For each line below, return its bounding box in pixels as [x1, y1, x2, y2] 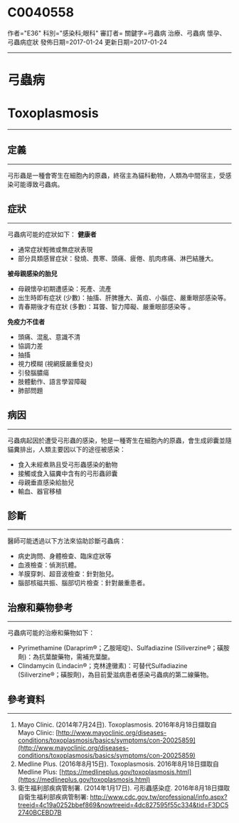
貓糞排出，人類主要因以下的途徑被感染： [7, 445, 126, 453]
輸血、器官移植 [17, 487, 62, 495]
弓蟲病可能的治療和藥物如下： [7, 629, 95, 637]
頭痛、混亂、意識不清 [17, 333, 80, 341]
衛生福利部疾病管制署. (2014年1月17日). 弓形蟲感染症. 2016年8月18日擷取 [17, 783, 230, 792]
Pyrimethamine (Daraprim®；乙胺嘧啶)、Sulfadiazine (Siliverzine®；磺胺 [17, 644, 230, 652]
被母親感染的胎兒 [7, 269, 58, 278]
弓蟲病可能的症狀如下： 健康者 [7, 230, 97, 238]
